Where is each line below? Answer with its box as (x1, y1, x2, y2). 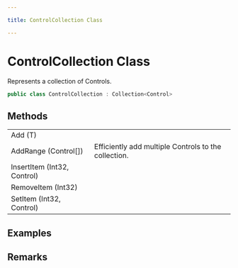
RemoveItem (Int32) (11, 182, 78, 192)
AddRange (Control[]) (11, 146, 84, 156)
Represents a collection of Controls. (7, 77, 112, 85)
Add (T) (11, 130, 37, 140)
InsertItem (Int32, (11, 162, 69, 172)
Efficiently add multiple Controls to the (94, 142, 222, 152)
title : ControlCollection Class (7, 16, 103, 23)
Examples (7, 227, 52, 239)
